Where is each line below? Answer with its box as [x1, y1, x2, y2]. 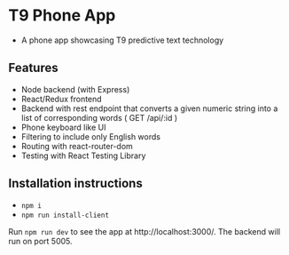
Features [8, 60, 59, 76]
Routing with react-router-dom [20, 140, 134, 151]
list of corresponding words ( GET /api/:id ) [20, 112, 178, 123]
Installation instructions [8, 176, 143, 191]
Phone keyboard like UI [20, 122, 106, 132]
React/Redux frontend [20, 93, 103, 104]
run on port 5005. [8, 235, 73, 246]
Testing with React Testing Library [20, 150, 146, 161]
